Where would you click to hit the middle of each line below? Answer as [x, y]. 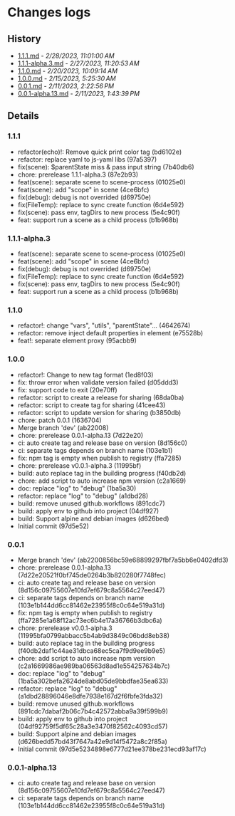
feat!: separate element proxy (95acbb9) [77, 341]
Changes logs [49, 12]
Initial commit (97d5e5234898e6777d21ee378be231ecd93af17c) [112, 749]
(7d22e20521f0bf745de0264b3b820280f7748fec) [92, 575]
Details [23, 116]
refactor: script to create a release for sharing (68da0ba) [101, 397]
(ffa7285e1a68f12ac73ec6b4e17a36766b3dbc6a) [90, 620]
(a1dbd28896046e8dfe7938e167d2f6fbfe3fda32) [90, 696]
